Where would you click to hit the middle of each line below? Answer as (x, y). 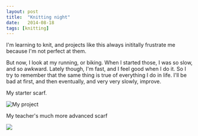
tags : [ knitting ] (28, 28)
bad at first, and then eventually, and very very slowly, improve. (84, 82)
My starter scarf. (27, 93)
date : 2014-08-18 (30, 22)
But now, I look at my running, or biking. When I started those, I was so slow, (100, 63)
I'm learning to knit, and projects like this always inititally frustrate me (91, 45)
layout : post (22, 12)
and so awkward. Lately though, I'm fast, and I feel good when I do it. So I (96, 69)
